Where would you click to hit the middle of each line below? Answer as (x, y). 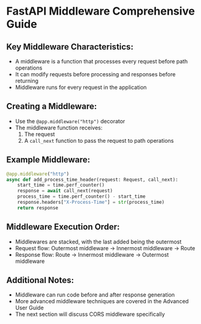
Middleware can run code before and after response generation (95, 295)
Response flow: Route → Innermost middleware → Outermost (92, 254)
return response (38, 208)
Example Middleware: (48, 160)
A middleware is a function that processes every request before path (101, 61)
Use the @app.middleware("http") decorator (70, 121)
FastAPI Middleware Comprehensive (100, 11)
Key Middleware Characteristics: (70, 47)
